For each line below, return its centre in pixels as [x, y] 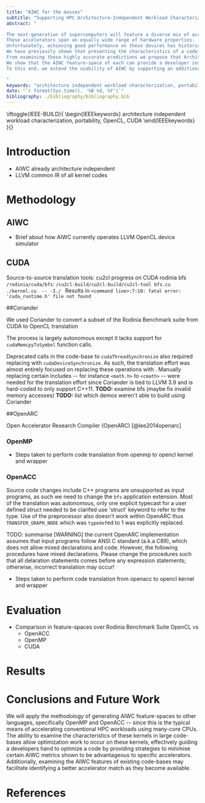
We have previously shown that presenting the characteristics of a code [102, 52]
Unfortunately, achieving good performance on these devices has [91, 46]
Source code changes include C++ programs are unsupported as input [95, 490]
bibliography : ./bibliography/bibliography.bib [68, 97]
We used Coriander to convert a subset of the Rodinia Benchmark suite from [102, 319]
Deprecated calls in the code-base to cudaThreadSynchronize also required [100, 356]
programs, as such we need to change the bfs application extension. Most [100, 497]
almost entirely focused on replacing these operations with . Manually [94, 369]
